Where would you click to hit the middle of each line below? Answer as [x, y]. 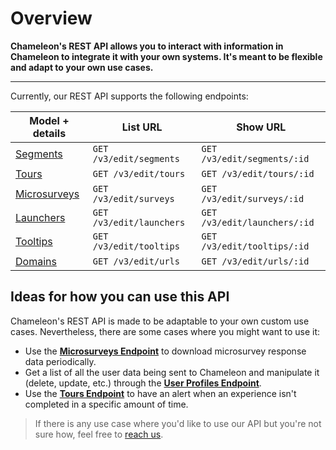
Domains [36, 261]
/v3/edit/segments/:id [255, 158]
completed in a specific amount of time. [106, 404]
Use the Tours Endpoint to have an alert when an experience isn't [160, 393]
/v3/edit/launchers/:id [258, 222]
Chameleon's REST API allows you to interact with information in [147, 46]
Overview [51, 18]
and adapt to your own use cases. [82, 67]
